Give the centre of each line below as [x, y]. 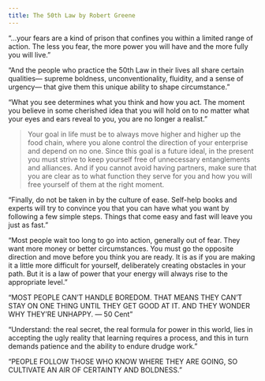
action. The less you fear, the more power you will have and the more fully [128, 46]
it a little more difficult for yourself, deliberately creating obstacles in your [127, 265]
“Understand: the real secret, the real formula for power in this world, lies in [131, 329]
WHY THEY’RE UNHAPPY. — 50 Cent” [71, 314]
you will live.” [30, 54]
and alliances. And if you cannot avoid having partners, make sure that [142, 167]
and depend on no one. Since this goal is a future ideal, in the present [140, 151]
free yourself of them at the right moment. [96, 184]
